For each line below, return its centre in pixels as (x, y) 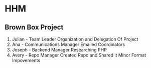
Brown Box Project (34, 27)
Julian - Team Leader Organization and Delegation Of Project (75, 39)
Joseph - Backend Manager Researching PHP (59, 50)
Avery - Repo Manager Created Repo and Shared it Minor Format (79, 55)
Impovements (26, 60)
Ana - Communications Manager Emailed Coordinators (68, 44)
